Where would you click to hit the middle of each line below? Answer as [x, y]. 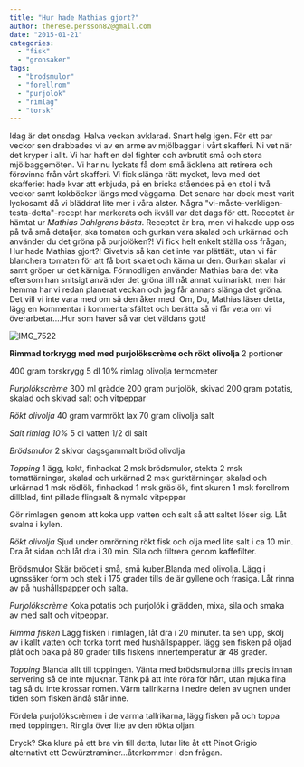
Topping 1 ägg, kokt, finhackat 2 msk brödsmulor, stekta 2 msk [126, 469]
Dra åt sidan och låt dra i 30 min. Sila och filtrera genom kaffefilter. [133, 552]
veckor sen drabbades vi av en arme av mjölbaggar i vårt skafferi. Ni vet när [151, 146]
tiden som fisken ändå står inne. [69, 698]
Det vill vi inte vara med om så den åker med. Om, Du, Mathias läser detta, [147, 299]
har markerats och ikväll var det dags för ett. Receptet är [190, 213]
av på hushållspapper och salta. [69, 588]
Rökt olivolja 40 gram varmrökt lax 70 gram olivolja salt [112, 416]
